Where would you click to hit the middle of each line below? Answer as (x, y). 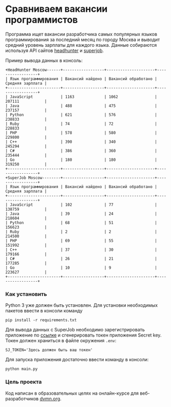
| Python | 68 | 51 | (81, 223)
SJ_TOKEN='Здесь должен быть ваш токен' (49, 350)
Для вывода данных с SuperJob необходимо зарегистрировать (75, 330)
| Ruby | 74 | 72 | (81, 124)
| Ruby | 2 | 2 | (81, 232)
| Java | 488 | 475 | (81, 106)
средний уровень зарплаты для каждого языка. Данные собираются (81, 45)
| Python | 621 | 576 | (81, 115)
